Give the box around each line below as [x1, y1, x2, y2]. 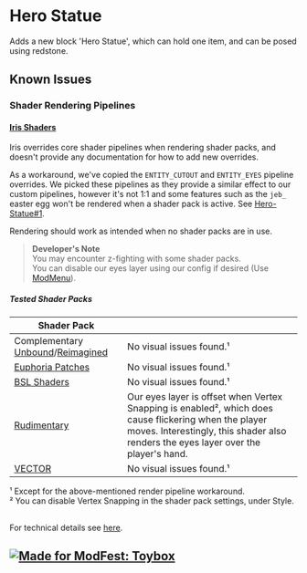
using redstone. [9, 45, 69, 56]
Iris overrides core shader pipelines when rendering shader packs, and [9, 142, 277, 153]
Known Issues [9, 72, 92, 88]
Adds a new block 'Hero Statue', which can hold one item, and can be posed [9, 36, 297, 47]
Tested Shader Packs [9, 294, 93, 305]
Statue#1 [9, 208, 43, 219]
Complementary [14, 335, 84, 348]
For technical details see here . [9, 522, 123, 533]
